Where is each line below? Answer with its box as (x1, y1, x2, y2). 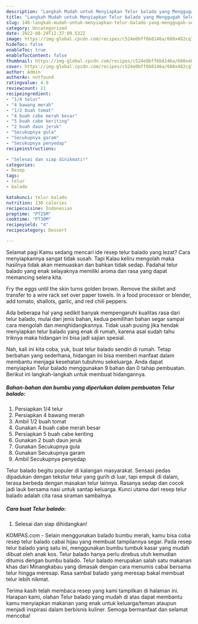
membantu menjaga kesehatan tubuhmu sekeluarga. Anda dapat (6, 358, 163, 365)
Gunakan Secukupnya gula (14, 443, 81, 450)
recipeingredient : (6, 91, 51, 97)
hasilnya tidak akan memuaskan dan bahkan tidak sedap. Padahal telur (6, 261, 178, 268)
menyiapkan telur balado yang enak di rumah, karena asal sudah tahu (6, 328, 175, 335)
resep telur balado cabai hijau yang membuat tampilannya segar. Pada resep (6, 538, 192, 545)
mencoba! (6, 612, 31, 619)
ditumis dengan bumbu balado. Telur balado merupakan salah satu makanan (6, 557, 192, 564)
